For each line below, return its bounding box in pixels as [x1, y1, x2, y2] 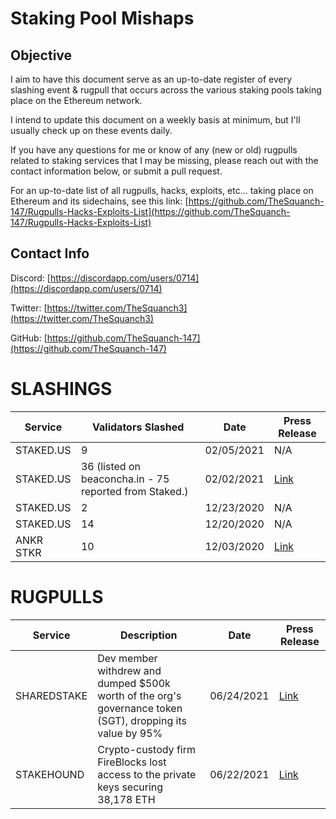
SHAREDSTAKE [15, 688, 88, 702]
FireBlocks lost [97, 755, 167, 769]
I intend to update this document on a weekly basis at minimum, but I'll [10, 114, 301, 126]
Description [119, 628, 178, 642]
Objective [10, 47, 73, 64]
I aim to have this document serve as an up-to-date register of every [10, 73, 293, 85]
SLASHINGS [10, 378, 113, 400]
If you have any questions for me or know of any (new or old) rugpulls [10, 144, 298, 156]
